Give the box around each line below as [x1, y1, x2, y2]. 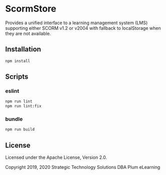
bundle [5, 115, 23, 123]
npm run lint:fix [5, 104, 42, 109]
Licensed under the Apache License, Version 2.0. [5, 154, 107, 160]
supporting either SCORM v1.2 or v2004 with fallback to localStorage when [5, 25, 161, 31]
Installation [5, 45, 41, 53]
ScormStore [5, 3, 57, 15]
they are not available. [5, 30, 51, 36]
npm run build [5, 127, 35, 132]
